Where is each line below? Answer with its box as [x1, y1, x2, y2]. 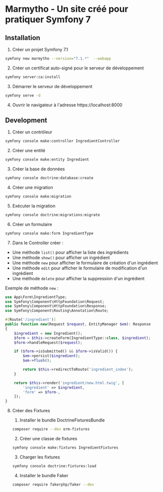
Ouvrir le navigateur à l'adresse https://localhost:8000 [12, 102, 123, 108]
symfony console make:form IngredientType [5, 230, 94, 236]
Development [5, 116, 48, 125]
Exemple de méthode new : [5, 285, 59, 291]
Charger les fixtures [19, 454, 60, 460]
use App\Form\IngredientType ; [5, 295, 67, 299]
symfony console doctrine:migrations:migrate [5, 212, 100, 217]
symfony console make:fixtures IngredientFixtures [12, 445, 119, 450]
